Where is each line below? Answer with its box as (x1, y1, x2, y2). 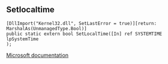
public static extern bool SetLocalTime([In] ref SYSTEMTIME (6, 31, 163, 37)
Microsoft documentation (6, 52, 69, 59)
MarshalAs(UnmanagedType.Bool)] (6, 25, 87, 31)
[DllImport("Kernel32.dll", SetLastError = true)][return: (6, 20, 157, 26)
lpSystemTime (6, 36, 39, 42)
